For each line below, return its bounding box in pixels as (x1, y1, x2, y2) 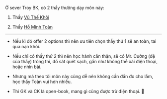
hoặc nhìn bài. (12, 64, 42, 70)
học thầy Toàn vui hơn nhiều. (12, 79, 72, 85)
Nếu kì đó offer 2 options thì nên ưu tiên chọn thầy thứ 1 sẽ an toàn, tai (12, 38, 157, 44)
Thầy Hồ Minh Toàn (12, 24, 53, 30)
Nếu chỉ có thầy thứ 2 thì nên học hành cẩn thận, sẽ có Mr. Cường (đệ (12, 53, 156, 59)
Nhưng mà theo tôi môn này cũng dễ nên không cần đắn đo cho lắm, (12, 74, 153, 79)
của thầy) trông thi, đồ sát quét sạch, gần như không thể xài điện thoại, (12, 59, 158, 64)
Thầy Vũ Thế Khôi (12, 14, 50, 20)
